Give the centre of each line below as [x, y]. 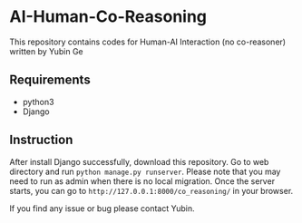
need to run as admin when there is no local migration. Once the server [142, 181]
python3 [38, 102]
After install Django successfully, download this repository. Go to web [139, 161]
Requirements [50, 80]
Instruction [41, 140]
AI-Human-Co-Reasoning [108, 17]
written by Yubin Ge [46, 51]
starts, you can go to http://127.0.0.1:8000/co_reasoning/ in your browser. [151, 190]
